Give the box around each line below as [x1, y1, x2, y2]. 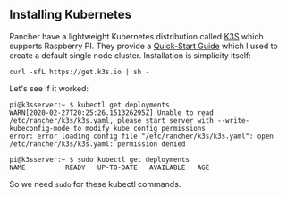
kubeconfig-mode [9, 124, 70, 133]
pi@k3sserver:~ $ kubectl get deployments [9, 100, 170, 109]
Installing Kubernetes [9, 7, 132, 22]
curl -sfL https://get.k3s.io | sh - [9, 67, 150, 76]
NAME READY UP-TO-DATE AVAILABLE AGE [9, 163, 210, 172]
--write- [217, 116, 250, 124]
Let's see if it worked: [9, 82, 89, 93]
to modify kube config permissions [72, 124, 206, 133]
